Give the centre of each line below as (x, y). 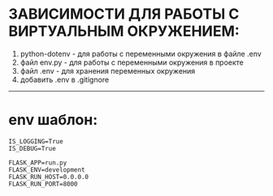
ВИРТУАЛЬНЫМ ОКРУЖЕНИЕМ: (124, 31)
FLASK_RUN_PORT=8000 (43, 184)
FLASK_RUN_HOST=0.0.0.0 (49, 177)
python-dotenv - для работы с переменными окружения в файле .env (141, 53)
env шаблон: (53, 120)
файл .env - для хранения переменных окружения (108, 70)
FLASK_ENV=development (47, 170)
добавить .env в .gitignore (65, 79)
